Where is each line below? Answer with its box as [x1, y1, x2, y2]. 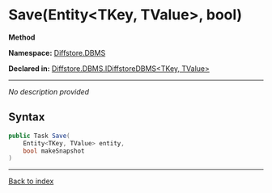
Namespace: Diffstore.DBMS [8, 48, 106, 57]
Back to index [8, 176, 54, 187]
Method [8, 32, 36, 42]
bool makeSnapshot [23, 147, 85, 155]
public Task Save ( [8, 132, 70, 140]
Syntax [8, 111, 45, 124]
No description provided [8, 86, 90, 96]
